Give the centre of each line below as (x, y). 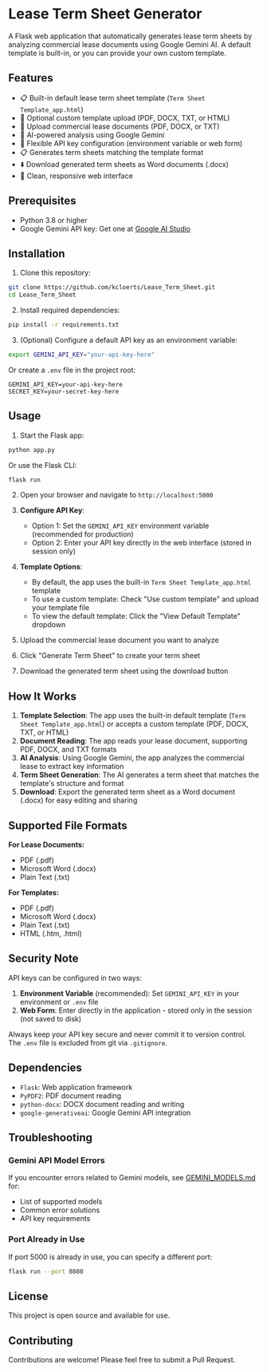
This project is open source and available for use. (89, 1315)
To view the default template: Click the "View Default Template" (136, 617)
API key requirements (55, 1219)
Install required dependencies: (70, 310)
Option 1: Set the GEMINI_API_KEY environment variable (120, 526)
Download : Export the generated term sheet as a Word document (128, 792)
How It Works (43, 696)
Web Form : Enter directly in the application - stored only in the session (136, 1010)
